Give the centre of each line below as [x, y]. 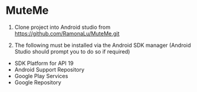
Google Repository [38, 82]
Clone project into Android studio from [62, 27]
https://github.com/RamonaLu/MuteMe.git [67, 33]
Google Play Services [41, 76]
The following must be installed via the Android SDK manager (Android [103, 45]
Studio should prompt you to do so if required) [72, 51]
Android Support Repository [49, 69]
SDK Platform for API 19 [44, 63]
